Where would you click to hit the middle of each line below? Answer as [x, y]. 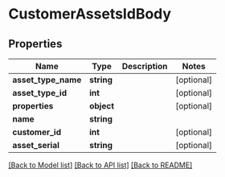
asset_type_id [39, 93]
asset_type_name [47, 80]
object [102, 106]
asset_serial [36, 145]
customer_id [37, 132]
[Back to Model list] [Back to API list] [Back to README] [100, 165]
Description [145, 66]
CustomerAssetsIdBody [90, 14]
